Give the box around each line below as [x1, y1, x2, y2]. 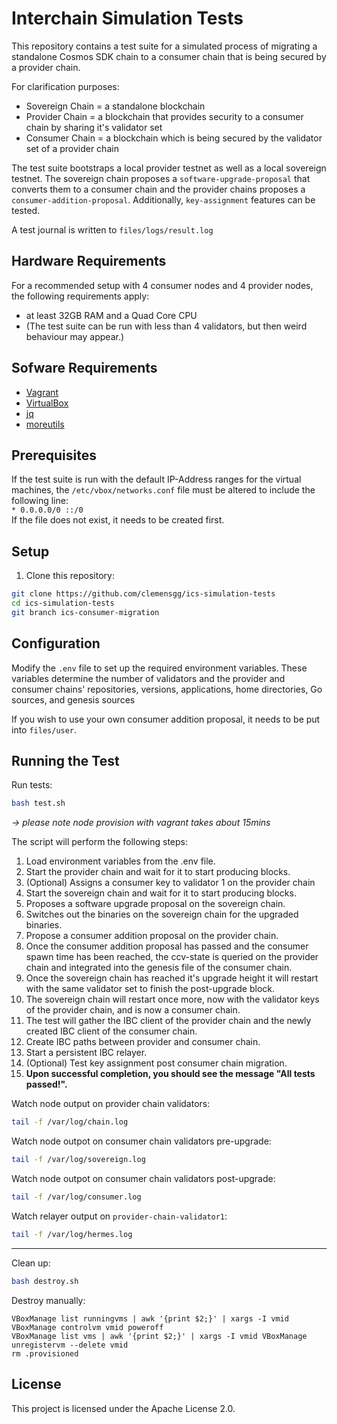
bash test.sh [11, 798, 66, 809]
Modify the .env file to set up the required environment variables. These [11, 662, 308, 674]
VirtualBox [25, 397, 69, 409]
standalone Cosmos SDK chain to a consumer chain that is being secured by [11, 50, 327, 62]
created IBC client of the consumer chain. [25, 1025, 198, 1037]
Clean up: [11, 1257, 51, 1269]
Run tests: [11, 779, 53, 791]
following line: [11, 495, 69, 507]
